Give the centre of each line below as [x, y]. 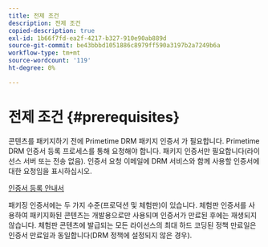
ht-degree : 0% [32, 68]
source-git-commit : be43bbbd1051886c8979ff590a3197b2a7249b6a [114, 46]
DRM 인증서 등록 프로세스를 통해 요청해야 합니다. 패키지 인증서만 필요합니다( [128, 151]
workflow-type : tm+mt [45, 53]
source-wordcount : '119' [50, 61]
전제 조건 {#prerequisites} [94, 117]
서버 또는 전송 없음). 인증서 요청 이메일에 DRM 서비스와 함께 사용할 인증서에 [141, 160]
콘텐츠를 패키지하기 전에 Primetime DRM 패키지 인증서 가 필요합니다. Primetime [134, 140]
